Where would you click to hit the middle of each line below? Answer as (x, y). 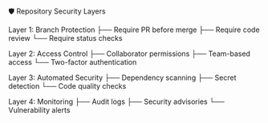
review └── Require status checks (65, 38)
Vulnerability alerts (39, 110)
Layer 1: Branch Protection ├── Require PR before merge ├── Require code (134, 30)
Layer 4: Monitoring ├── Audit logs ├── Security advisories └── (116, 101)
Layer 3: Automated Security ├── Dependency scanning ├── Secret (122, 77)
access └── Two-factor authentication (73, 62)
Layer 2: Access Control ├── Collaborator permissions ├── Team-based (130, 54)
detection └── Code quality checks (67, 86)
